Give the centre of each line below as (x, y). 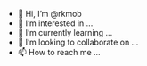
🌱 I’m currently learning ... (65, 33)
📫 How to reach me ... (59, 52)
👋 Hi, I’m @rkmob (49, 14)
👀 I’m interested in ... (55, 23)
